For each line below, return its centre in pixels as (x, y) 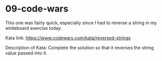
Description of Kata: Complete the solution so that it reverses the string (79, 47)
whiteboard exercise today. (34, 28)
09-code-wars (37, 9)
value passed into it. (26, 53)
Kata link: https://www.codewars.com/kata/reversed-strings (68, 38)
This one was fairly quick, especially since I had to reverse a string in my (81, 23)
